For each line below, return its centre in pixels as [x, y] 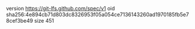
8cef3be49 [20, 21]
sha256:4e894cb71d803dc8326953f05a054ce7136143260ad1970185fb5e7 [97, 14]
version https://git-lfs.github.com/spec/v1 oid [61, 8]
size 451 [44, 21]
